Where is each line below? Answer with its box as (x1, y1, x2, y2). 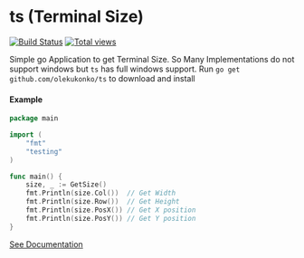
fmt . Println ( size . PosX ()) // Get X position (25, 205, 196, 215)
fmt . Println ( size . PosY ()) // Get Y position (25, 214, 196, 223)
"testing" (25, 147, 63, 156)
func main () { (9, 172, 63, 181)
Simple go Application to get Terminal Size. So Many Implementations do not (9, 53, 295, 64)
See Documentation (9, 238, 83, 250)
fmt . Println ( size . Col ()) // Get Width (25, 188, 176, 198)
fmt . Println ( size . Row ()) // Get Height (25, 197, 180, 206)
